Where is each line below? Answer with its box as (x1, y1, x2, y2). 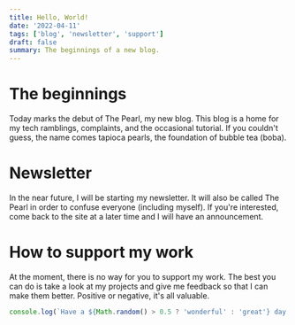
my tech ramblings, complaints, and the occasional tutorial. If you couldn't (9, 123, 278, 134)
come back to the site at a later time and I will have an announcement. (9, 212, 264, 221)
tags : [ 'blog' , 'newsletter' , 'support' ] (9, 29, 164, 38)
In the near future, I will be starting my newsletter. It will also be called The (9, 192, 280, 203)
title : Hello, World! (9, 12, 89, 22)
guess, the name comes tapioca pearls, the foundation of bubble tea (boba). (9, 132, 287, 143)
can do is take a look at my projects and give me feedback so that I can (9, 281, 269, 291)
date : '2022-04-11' (9, 21, 81, 30)
